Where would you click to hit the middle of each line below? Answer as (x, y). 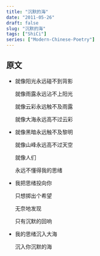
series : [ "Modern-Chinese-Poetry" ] (51, 40)
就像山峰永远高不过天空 (44, 144)
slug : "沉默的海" (26, 28)
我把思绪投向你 (33, 183)
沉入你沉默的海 (33, 246)
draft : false (22, 23)
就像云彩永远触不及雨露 (44, 106)
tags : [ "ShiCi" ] (26, 34)
